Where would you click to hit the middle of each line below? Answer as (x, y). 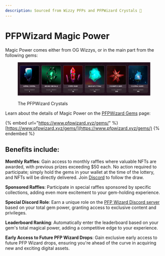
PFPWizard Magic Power (57, 36)
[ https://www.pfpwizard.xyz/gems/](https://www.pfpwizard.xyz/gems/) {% (82, 128)
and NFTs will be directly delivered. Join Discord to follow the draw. (74, 177)
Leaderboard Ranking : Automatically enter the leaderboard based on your (82, 222)
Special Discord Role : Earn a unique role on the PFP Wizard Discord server (82, 202)
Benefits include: (32, 150)
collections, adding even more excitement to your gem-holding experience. (82, 192)
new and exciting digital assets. (37, 248)
